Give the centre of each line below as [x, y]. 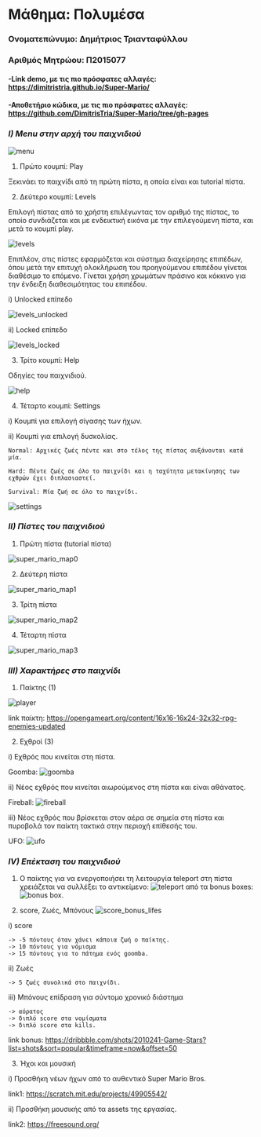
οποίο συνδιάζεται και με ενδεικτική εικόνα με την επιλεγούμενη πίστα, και [131, 220]
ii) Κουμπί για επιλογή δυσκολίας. [63, 436]
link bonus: [26, 1040]
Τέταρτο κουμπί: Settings [60, 405]
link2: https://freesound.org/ [54, 1124]
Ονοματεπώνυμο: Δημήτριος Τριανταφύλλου [98, 39]
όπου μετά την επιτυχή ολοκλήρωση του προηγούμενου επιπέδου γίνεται [128, 267]
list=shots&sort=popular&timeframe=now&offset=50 [93, 1048]
